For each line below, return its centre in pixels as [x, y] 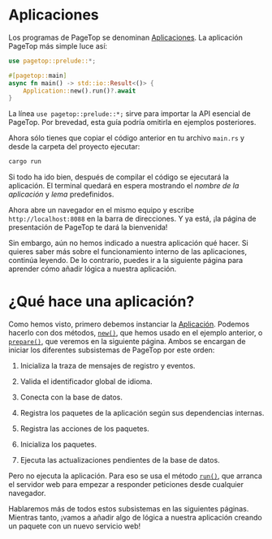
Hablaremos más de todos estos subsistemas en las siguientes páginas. [129, 509]
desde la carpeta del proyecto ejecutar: [74, 147]
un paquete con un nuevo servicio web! [75, 526]
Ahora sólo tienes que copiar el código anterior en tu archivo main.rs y [127, 138]
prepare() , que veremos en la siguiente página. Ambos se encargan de [127, 342]
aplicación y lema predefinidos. [61, 194]
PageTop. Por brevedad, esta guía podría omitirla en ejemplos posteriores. [132, 123]
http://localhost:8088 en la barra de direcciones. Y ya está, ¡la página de [133, 219]
